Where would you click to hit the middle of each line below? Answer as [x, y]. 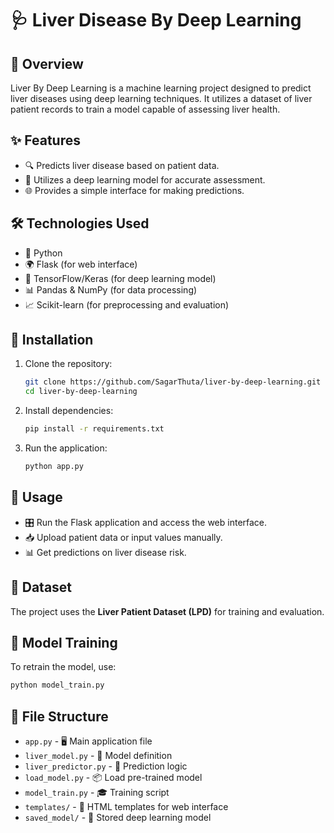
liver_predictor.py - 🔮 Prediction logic [106, 766]
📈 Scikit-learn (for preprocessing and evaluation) [127, 304]
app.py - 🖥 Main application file [88, 741]
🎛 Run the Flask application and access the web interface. [146, 522]
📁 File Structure [59, 716]
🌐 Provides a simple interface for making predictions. [134, 190]
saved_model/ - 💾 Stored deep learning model [118, 818]
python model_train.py [57, 685]
